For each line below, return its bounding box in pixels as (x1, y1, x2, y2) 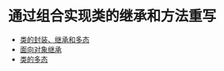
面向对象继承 (19, 44, 62, 54)
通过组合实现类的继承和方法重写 (8, 7, 217, 25)
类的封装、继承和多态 (19, 35, 89, 44)
